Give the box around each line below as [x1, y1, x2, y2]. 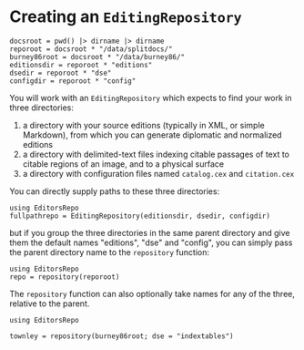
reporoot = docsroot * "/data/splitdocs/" [9, 44, 173, 54]
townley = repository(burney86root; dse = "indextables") [9, 331, 234, 341]
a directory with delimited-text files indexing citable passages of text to [22, 149, 289, 160]
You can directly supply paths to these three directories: [9, 185, 220, 197]
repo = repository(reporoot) [9, 272, 120, 282]
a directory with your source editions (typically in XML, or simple [22, 119, 266, 130]
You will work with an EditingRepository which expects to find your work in [9, 92, 292, 103]
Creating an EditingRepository [9, 6, 243, 27]
